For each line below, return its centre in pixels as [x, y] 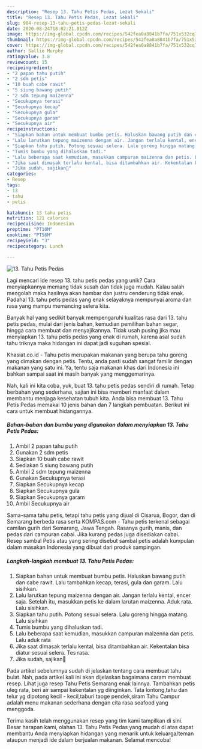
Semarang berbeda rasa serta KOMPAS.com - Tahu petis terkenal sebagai [98, 522]
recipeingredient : [30, 68]
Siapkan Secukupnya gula [48, 491]
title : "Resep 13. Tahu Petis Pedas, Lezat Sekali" [73, 17]
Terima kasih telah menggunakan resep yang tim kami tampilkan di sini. [95, 721]
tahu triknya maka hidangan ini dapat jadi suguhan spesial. [79, 343]
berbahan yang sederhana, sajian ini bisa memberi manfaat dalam [88, 392]
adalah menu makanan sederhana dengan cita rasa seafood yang [88, 703]
